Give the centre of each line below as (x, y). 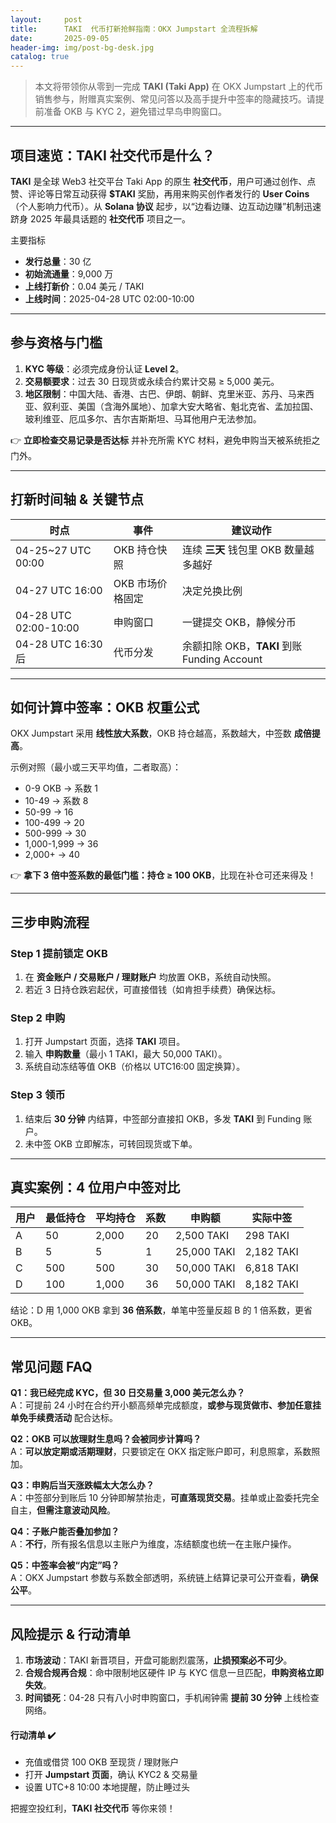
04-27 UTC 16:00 (59, 590)
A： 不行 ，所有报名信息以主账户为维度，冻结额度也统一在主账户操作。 (153, 1544)
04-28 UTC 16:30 (59, 644)
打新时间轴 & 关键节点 (77, 499)
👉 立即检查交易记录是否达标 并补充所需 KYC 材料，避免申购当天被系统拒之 (165, 440)
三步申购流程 (50, 922)
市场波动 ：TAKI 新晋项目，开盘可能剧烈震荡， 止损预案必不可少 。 (158, 1660)
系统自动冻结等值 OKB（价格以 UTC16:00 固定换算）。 (135, 1067)
